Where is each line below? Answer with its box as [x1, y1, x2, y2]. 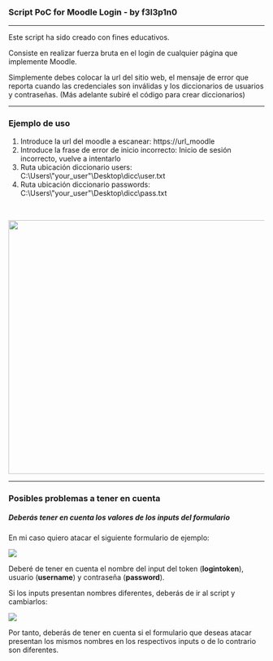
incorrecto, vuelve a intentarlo [19, 153, 121, 163]
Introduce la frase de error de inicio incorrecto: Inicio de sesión [19, 145, 232, 154]
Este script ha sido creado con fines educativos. [8, 32, 170, 42]
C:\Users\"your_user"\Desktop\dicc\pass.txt [19, 188, 167, 197]
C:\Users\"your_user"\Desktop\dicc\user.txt [19, 171, 166, 180]
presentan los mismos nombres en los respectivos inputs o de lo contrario [8, 637, 257, 646]
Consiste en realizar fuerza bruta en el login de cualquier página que [8, 48, 238, 58]
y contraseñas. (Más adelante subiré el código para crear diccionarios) [8, 90, 245, 100]
